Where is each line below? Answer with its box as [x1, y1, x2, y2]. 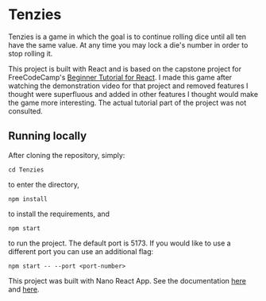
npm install [8, 195, 48, 203]
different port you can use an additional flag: [8, 246, 154, 256]
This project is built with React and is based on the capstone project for [8, 64, 242, 73]
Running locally [8, 129, 87, 143]
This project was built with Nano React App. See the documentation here [8, 276, 246, 285]
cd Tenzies [8, 165, 44, 174]
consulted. [8, 106, 44, 116]
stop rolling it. [8, 48, 53, 58]
